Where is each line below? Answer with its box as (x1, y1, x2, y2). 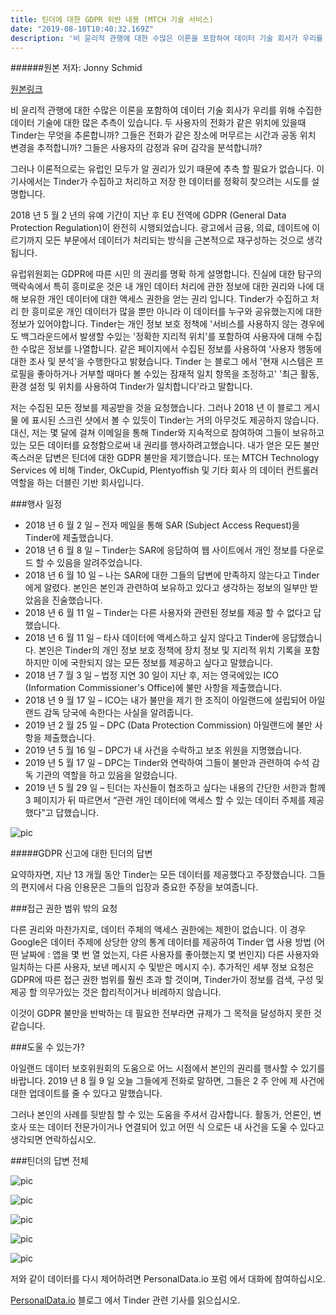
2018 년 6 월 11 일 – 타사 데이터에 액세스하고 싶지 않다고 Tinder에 (24, 632, 280, 644)
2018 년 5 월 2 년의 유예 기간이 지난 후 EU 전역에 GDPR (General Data (10, 209, 287, 221)
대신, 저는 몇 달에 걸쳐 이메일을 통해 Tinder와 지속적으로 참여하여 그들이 (10, 427, 290, 439)
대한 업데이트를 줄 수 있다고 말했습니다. (10, 1087, 163, 1100)
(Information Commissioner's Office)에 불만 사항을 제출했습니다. (24, 682, 283, 694)
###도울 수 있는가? (10, 1041, 85, 1053)
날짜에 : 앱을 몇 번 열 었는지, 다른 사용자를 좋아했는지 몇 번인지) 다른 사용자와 (20, 949, 320, 961)
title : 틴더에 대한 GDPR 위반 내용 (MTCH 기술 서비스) (10, 14, 214, 25)
